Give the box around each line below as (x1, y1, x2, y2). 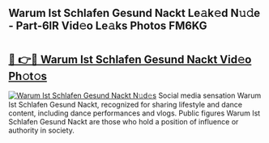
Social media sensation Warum (157, 90, 262, 100)
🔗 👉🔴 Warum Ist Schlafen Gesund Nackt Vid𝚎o (8, 53, 252, 66)
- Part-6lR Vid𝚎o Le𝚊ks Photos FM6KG (8, 19, 208, 33)
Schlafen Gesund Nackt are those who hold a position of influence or (8, 117, 239, 126)
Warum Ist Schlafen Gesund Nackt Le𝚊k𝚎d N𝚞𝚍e (8, 6, 261, 20)
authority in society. (8, 125, 75, 135)
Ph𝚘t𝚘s (8, 69, 47, 83)
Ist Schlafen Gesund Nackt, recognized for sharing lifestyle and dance (8, 100, 243, 109)
